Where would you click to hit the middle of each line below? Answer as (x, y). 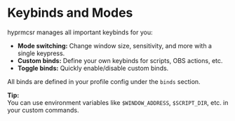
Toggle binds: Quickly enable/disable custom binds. (93, 68)
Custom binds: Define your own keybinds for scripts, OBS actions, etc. (120, 60)
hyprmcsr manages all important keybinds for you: (80, 32)
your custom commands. (43, 110)
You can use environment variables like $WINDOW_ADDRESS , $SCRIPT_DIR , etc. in (118, 102)
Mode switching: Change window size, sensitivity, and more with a (115, 45)
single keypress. (41, 53)
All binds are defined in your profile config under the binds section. (104, 81)
